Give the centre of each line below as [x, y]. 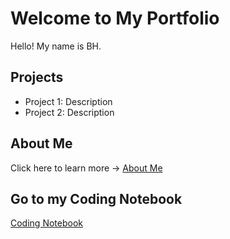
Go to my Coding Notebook [96, 198]
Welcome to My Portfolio [115, 18]
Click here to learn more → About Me [86, 168]
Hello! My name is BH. [56, 46]
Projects [37, 77]
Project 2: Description [69, 112]
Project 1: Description [68, 101]
